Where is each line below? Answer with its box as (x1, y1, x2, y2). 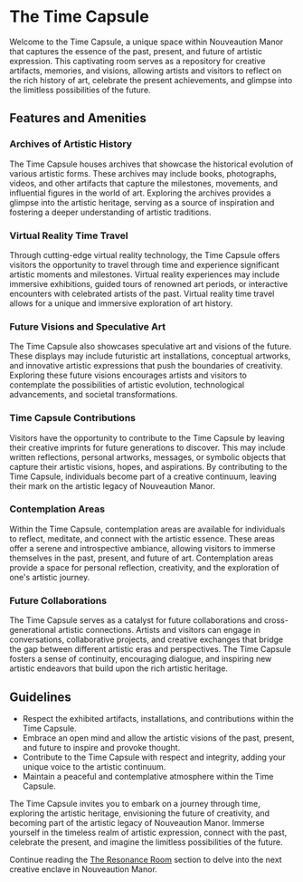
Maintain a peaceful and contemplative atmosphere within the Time (22, 771, 274, 781)
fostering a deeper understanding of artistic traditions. (9, 206, 212, 217)
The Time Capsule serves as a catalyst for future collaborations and (9, 615, 262, 626)
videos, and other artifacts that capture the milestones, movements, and (9, 177, 279, 188)
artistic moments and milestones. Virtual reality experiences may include (9, 269, 280, 280)
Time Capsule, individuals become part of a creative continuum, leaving (9, 471, 278, 482)
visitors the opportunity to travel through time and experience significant (9, 259, 279, 270)
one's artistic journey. (9, 571, 90, 582)
